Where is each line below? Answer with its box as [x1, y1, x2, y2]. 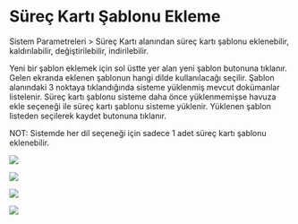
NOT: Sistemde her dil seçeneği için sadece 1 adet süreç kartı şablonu [9, 127, 267, 138]
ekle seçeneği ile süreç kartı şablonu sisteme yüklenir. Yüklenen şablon [9, 100, 271, 111]
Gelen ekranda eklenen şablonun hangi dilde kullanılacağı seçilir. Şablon [9, 72, 275, 82]
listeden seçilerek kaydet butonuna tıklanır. [9, 110, 167, 121]
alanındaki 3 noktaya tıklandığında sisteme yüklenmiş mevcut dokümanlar [9, 82, 280, 92]
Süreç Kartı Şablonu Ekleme [9, 6, 221, 27]
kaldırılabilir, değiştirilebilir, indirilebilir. [9, 45, 149, 56]
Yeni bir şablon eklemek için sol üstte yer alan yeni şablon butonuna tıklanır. [9, 63, 288, 73]
